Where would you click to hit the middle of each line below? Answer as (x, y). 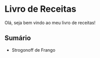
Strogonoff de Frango (34, 50)
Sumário (18, 38)
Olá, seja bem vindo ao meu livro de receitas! (50, 23)
